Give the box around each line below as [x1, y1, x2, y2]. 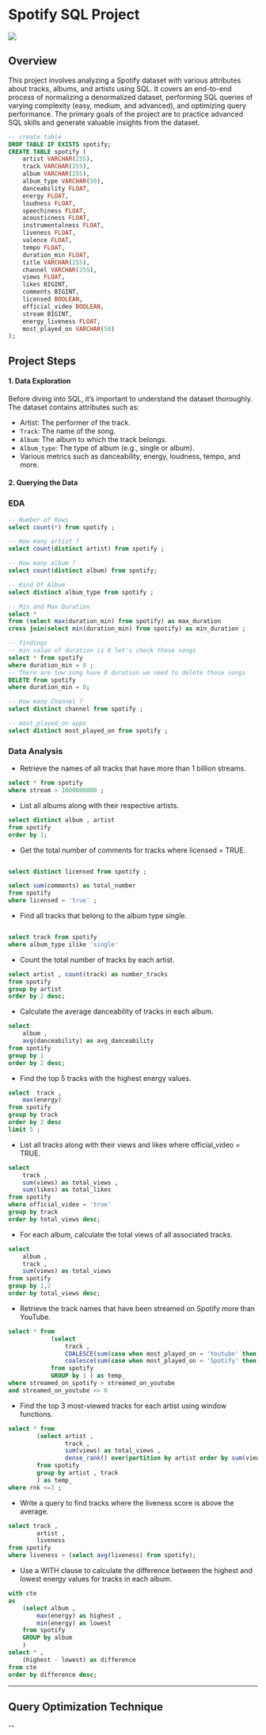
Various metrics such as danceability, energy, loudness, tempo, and [19, 451, 241, 461]
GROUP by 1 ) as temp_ [50, 1371, 126, 1380]
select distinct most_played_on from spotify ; [8, 726, 169, 735]
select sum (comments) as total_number [8, 882, 136, 890]
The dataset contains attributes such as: [8, 402, 140, 412]
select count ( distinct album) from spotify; [8, 567, 158, 575]
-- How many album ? [8, 560, 77, 567]
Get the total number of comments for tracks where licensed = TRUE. [19, 845, 246, 855]
